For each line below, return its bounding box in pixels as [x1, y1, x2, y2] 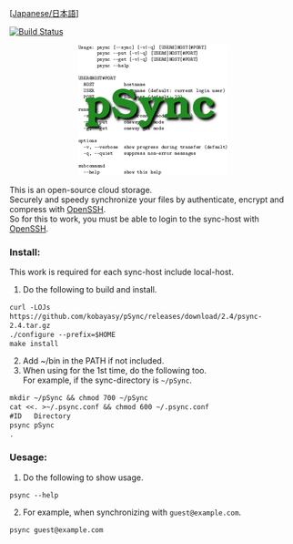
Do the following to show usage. [22, 472, 144, 483]
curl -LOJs [9, 303, 51, 313]
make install [9, 340, 59, 349]
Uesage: [9, 451, 47, 464]
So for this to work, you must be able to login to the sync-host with [9, 213, 259, 224]
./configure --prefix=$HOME [9, 331, 116, 340]
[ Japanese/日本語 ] [9, 8, 79, 18]
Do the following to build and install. [22, 284, 157, 295]
